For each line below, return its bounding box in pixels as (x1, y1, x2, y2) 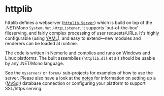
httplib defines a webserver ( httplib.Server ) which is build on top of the (5, 20, 153, 25)
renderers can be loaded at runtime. (5, 40, 78, 46)
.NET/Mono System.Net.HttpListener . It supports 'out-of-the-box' (5, 24, 139, 30)
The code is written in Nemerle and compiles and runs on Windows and (5, 50, 150, 56)
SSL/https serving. (5, 85, 43, 91)
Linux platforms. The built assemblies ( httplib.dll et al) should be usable (5, 55, 155, 61)
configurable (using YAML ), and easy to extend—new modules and (5, 35, 141, 41)
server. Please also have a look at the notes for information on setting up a (5, 75, 156, 81)
